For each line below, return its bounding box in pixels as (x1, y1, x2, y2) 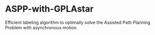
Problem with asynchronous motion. (5, 24, 78, 30)
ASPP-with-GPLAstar (5, 3, 94, 15)
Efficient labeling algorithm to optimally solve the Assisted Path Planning (5, 19, 151, 25)
